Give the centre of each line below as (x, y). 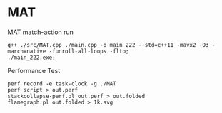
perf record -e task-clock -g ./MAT (62, 84)
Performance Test (34, 70)
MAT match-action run (40, 32)
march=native (27, 51)
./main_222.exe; (31, 58)
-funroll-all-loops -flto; (89, 51)
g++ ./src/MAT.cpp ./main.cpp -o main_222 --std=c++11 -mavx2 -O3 (108, 45)
